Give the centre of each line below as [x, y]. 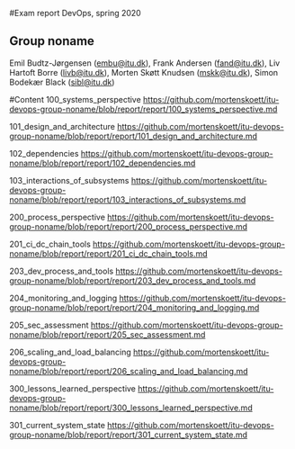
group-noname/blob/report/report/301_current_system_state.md [129, 435]
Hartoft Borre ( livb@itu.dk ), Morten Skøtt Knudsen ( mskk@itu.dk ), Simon [144, 72]
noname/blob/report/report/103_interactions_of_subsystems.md [128, 199]
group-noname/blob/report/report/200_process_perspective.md [129, 226]
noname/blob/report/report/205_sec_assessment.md [107, 334]
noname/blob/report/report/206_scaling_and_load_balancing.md [129, 371]
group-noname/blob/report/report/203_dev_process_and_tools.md [133, 280]
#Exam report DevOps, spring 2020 [75, 13]
